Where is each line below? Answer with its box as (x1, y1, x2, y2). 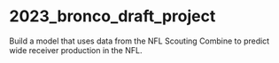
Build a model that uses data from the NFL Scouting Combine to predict (9, 35, 270, 46)
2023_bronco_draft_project (9, 6, 216, 27)
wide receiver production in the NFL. (9, 44, 143, 55)
